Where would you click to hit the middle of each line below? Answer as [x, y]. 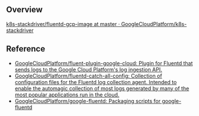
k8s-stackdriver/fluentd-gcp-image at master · [63, 24]
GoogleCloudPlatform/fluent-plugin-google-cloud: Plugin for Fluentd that [104, 63]
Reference [26, 49]
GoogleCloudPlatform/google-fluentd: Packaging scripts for [88, 101]
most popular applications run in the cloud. [67, 95]
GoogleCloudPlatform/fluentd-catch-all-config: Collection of [88, 76]
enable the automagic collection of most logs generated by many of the [102, 88]
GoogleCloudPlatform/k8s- [154, 24]
